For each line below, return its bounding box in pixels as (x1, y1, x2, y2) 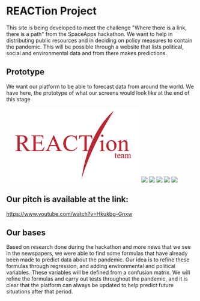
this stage (6, 95, 31, 103)
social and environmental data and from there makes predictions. (6, 49, 168, 56)
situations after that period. (6, 288, 73, 295)
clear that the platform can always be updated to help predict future (6, 282, 174, 289)
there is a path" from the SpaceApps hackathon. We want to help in (6, 30, 173, 37)
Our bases (6, 227, 46, 237)
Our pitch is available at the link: (6, 194, 129, 204)
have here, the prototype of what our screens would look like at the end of (6, 89, 190, 97)
